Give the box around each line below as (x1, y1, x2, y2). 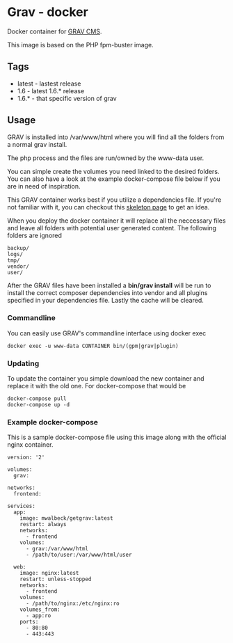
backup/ (7, 244, 30, 251)
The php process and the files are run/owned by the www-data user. (7, 154, 204, 162)
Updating (7, 358, 40, 368)
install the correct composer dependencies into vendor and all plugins (7, 288, 208, 296)
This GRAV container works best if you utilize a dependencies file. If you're (7, 196, 222, 204)
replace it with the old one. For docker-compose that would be (7, 382, 186, 390)
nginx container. (7, 440, 54, 449)
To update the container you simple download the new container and (7, 374, 204, 383)
